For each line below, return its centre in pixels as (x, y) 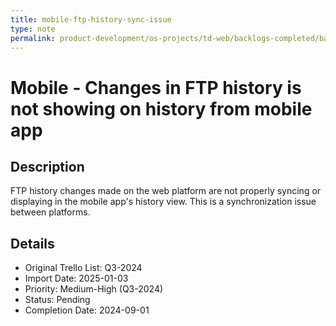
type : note (33, 29)
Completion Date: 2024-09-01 (87, 310)
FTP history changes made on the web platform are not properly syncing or (166, 191)
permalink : (33, 38)
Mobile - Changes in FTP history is (156, 87)
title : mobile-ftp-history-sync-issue (91, 19)
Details (32, 243)
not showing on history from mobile (161, 108)
